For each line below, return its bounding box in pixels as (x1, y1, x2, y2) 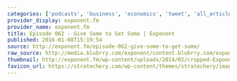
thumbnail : (7, 56, 39, 63)
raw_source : (7, 50, 42, 57)
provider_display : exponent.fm (7, 17, 99, 24)
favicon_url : (7, 63, 46, 70)
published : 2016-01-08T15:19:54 (7, 37, 102, 44)
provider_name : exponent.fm (7, 23, 90, 30)
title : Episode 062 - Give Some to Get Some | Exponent (7, 30, 175, 37)
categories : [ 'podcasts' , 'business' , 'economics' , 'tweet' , (7, 10, 191, 18)
